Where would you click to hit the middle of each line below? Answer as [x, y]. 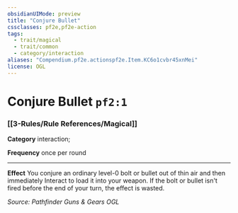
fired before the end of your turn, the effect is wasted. [86, 188]
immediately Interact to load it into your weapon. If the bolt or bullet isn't [113, 180]
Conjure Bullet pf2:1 [67, 102]
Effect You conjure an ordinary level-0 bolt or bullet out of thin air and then [116, 173]
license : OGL [27, 67]
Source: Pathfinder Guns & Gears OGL [63, 202]
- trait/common [36, 47]
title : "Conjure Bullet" [44, 21]
